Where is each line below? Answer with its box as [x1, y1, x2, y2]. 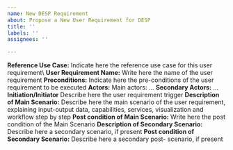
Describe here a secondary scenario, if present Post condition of [7, 128, 195, 136]
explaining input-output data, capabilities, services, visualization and [7, 106, 204, 114]
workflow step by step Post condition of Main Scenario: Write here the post [7, 112, 226, 122]
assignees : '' [7, 36, 49, 43]
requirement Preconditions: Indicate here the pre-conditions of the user [7, 76, 214, 84]
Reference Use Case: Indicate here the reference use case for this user [7, 61, 213, 69]
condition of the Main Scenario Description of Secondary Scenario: [7, 120, 203, 128]
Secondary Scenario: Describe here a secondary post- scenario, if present [7, 135, 224, 143]
